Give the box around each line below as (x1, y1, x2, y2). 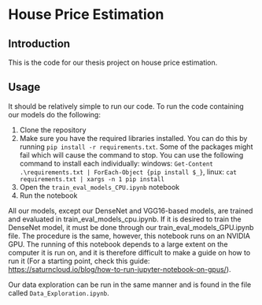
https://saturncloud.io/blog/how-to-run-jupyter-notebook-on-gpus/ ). (8, 264, 231, 273)
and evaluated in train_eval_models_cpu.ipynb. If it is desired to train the (8, 214, 242, 224)
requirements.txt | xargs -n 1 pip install (19, 175, 165, 183)
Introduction (8, 37, 71, 50)
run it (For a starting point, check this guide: (8, 256, 150, 266)
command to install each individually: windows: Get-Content (19, 158, 214, 168)
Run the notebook (19, 191, 78, 200)
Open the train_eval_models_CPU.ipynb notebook (19, 182, 179, 192)
